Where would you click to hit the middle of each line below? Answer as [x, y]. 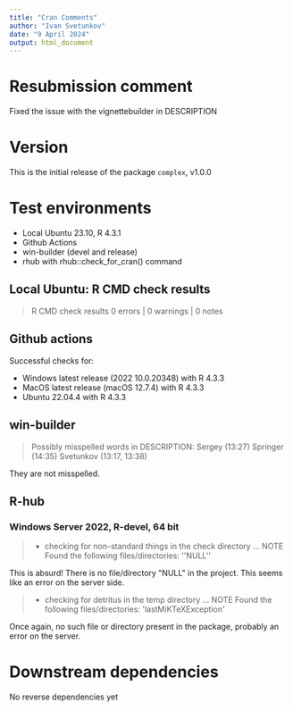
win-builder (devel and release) [80, 252]
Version [39, 147]
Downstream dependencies [114, 672]
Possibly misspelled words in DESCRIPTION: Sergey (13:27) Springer [157, 447]
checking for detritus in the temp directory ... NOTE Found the [158, 600]
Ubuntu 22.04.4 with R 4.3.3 [74, 397]
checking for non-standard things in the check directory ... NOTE [164, 547]
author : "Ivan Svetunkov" [57, 26]
